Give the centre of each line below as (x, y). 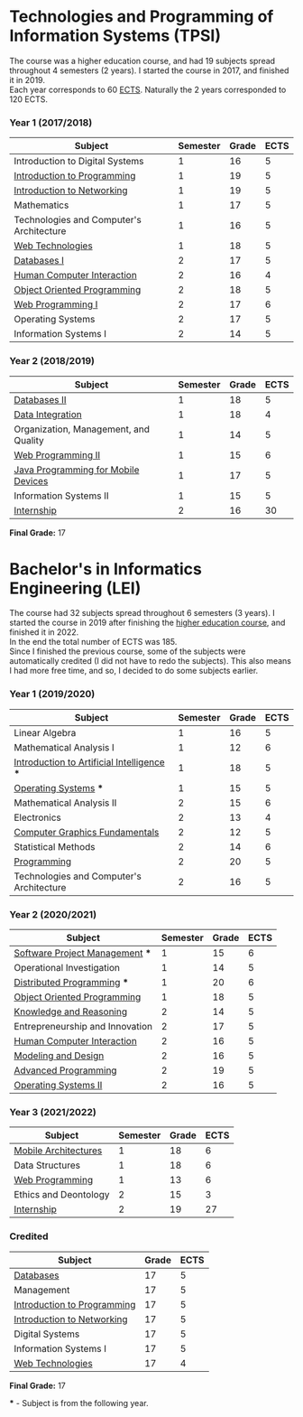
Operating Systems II (58, 1086)
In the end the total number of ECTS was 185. (93, 642)
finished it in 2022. (44, 632)
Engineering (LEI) (75, 588)
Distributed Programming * (71, 983)
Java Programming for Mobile (77, 470)
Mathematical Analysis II (65, 803)
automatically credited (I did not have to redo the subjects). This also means (150, 661)
